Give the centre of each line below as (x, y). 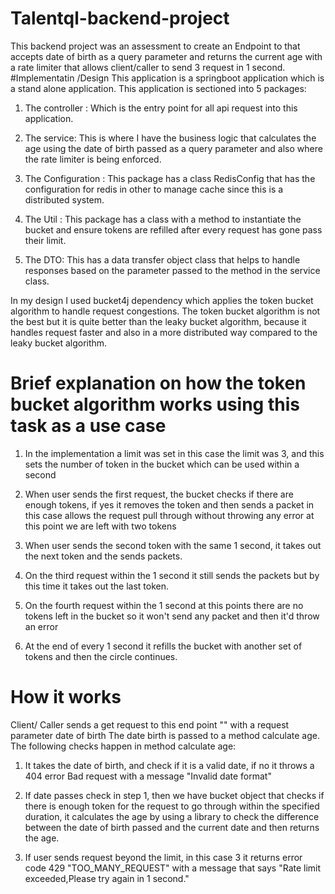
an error (41, 626)
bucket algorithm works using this (155, 404)
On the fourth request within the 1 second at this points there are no (164, 605)
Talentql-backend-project (120, 18)
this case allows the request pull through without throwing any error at (169, 515)
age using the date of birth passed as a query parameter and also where (173, 148)
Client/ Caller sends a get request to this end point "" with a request (150, 724)
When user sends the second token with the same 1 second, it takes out (173, 545)
